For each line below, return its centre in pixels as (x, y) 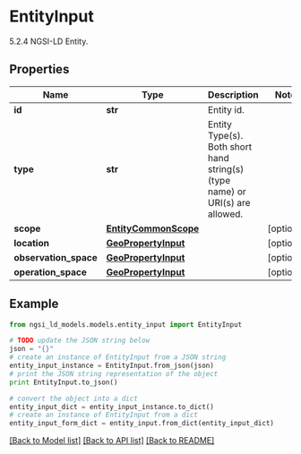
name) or (227, 192)
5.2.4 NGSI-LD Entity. (49, 41)
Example (34, 304)
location (31, 243)
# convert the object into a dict (74, 398)
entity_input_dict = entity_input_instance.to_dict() (112, 407)
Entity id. (226, 109)
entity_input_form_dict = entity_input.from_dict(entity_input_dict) (142, 424)
